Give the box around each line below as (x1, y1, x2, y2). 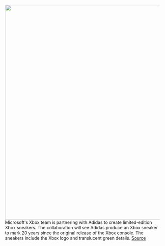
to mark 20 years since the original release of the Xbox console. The (5, 230, 144, 236)
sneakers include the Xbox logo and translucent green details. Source (5, 235, 146, 241)
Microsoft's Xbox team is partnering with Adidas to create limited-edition (5, 219, 152, 225)
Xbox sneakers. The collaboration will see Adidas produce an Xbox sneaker (5, 225, 158, 230)
